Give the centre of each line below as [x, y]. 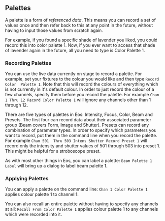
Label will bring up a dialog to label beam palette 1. [56, 166]
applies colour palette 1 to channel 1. [42, 194]
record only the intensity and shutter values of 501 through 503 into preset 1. [83, 146]
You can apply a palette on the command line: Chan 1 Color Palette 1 [76, 189]
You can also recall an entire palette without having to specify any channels [82, 204]
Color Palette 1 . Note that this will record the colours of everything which [82, 84]
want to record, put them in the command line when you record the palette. [81, 136]
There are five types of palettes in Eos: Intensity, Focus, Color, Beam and [79, 114]
